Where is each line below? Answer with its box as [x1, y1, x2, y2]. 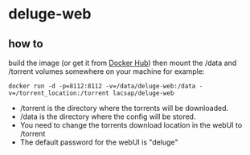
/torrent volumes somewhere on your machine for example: [8, 67, 205, 76]
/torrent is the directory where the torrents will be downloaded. [19, 104, 229, 112]
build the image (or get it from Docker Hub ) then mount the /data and [8, 58, 237, 67]
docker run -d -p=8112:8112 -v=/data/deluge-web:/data [8, 82, 196, 90]
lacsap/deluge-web [112, 89, 174, 97]
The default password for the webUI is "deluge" [19, 137, 178, 147]
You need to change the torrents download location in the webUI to [19, 120, 243, 129]
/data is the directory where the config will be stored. [19, 112, 196, 121]
